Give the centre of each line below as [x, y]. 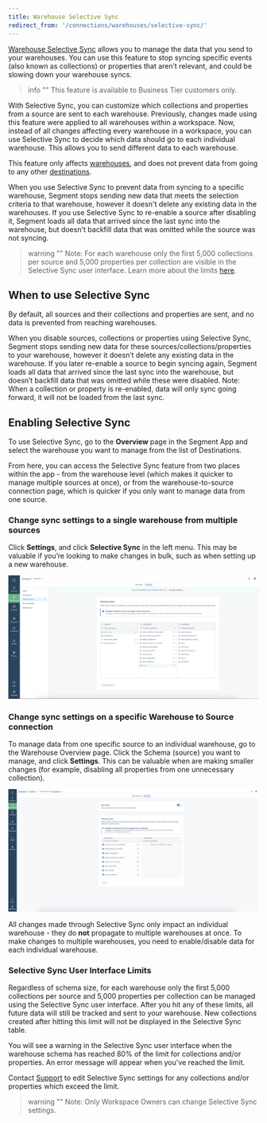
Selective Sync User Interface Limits [80, 970]
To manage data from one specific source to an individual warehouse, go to [132, 744]
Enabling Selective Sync [70, 422]
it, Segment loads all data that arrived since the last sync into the [114, 221]
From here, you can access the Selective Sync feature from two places [124, 465]
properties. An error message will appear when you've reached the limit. [126, 1062]
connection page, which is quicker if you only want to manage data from [127, 491]
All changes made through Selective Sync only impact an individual [118, 924]
